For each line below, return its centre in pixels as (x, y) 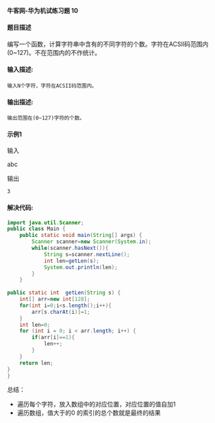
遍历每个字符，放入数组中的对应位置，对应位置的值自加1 (96, 404)
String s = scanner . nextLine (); (87, 254)
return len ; (36, 363)
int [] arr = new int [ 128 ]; (55, 299)
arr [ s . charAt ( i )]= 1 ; (61, 312)
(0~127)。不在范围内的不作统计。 (54, 52)
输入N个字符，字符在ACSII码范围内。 (52, 86)
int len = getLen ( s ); (71, 261)
